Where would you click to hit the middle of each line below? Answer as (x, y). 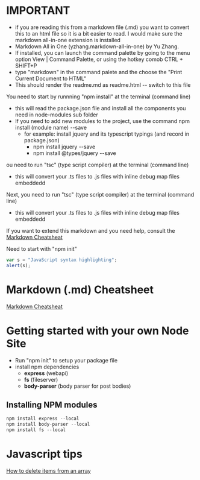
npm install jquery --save (64, 147)
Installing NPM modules (52, 405)
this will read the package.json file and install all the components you (100, 108)
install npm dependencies (47, 367)
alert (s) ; (19, 265)
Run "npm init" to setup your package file (66, 360)
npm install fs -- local (36, 430)
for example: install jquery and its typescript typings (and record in (107, 134)
